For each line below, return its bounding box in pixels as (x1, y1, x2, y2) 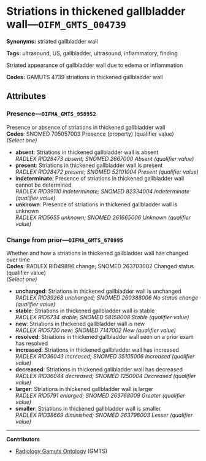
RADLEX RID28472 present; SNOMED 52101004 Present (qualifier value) (15, 168, 199, 176)
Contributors (6, 435, 40, 443)
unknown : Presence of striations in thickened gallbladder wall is (15, 201, 178, 208)
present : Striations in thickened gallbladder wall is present (15, 161, 163, 169)
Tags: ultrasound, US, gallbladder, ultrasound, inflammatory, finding (6, 49, 178, 56)
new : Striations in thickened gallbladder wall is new (15, 320, 145, 327)
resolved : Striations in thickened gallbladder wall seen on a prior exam (15, 333, 194, 340)
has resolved (15, 339, 48, 347)
